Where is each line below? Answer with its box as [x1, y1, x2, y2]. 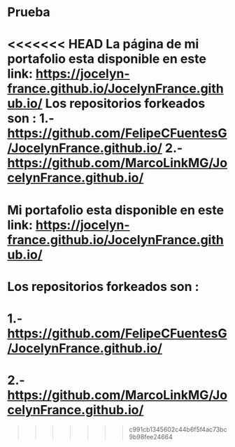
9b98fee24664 [129, 432, 173, 441]
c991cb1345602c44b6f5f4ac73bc [129, 425, 227, 434]
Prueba [7, 4, 50, 20]
